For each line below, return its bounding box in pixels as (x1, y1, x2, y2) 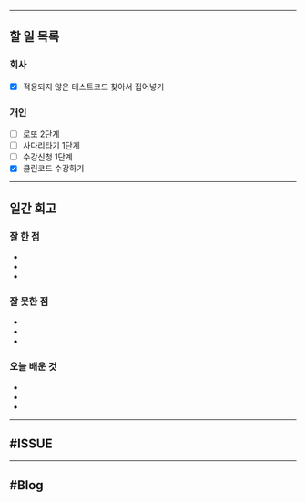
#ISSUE (9, 435, 53, 451)
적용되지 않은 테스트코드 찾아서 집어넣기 (22, 81, 165, 92)
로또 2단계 (22, 128, 60, 139)
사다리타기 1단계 (22, 140, 80, 151)
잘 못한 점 (9, 295, 48, 308)
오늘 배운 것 (9, 361, 57, 374)
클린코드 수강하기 (22, 163, 85, 174)
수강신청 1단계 (22, 151, 73, 162)
